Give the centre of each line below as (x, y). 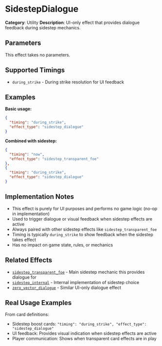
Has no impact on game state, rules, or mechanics (63, 244)
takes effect (24, 240)
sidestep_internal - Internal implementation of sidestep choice (76, 282)
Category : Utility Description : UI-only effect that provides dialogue (72, 22)
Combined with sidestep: (31, 141)
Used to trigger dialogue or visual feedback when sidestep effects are (82, 219)
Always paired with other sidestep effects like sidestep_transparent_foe (84, 229)
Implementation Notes (40, 197)
